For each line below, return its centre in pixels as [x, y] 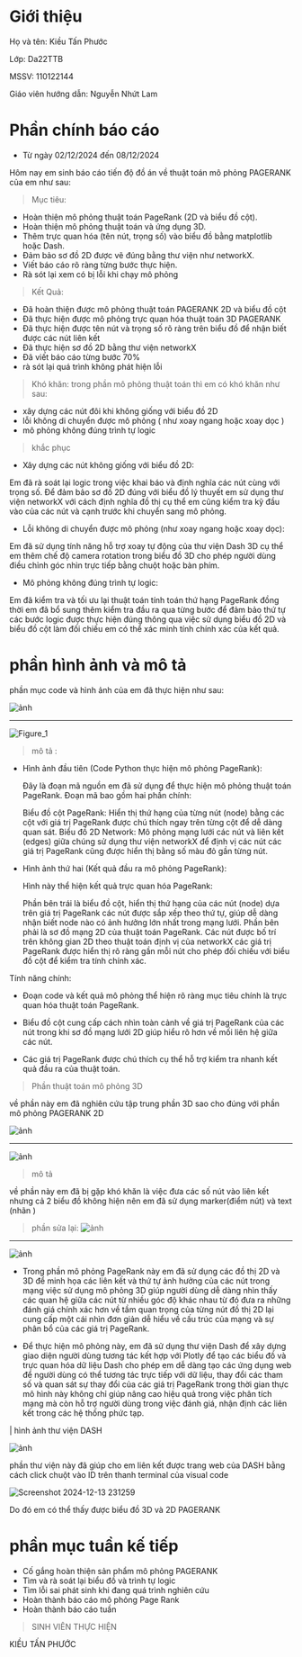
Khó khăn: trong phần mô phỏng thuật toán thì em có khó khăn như [155, 383]
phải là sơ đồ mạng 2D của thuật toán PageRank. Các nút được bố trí [149, 932]
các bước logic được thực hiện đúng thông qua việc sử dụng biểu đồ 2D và [148, 619]
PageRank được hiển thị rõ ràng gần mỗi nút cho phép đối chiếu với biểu [156, 950]
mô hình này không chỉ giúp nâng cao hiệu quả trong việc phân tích [147, 1393]
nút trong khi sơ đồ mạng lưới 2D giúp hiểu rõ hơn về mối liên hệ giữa [150, 1031]
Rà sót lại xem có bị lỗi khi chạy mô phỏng [100, 274]
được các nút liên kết [61, 338]
